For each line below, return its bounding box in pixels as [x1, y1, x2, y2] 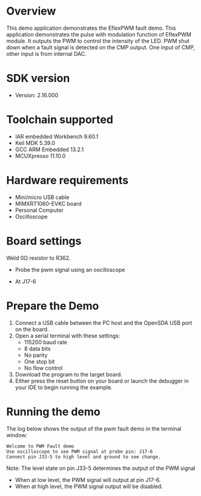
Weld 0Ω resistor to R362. [6, 254, 71, 262]
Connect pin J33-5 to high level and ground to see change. [6, 454, 162, 460]
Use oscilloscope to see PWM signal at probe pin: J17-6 [6, 448, 153, 455]
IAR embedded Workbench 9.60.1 [15, 132, 99, 140]
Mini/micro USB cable [15, 193, 70, 201]
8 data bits [24, 345, 51, 352]
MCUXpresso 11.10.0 [15, 152, 66, 159]
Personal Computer [15, 206, 64, 214]
